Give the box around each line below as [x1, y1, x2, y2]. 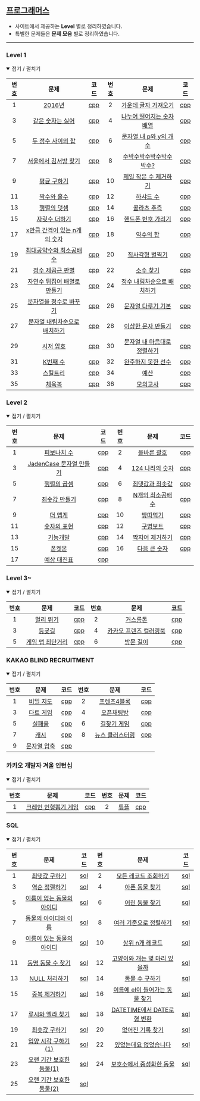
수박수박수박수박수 [123, 152, 173, 161]
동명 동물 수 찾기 [27, 959, 71, 967]
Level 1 [6, 51, 27, 59]
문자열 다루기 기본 [124, 302, 171, 311]
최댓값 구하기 [32, 871, 67, 880]
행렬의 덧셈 [39, 204, 68, 212]
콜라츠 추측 [133, 204, 162, 212]
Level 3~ [6, 574, 32, 582]
